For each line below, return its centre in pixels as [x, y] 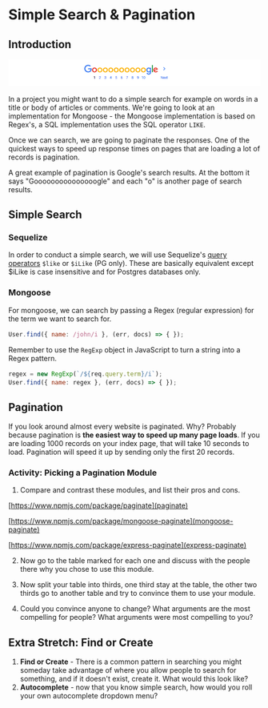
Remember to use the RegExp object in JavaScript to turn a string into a [124, 349]
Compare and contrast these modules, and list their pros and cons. [130, 490]
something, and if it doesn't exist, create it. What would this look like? [134, 679]
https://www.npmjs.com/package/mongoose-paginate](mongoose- [122, 521]
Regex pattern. [33, 358]
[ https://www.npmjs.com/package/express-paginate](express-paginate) [127, 545]
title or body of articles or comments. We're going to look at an [112, 107]
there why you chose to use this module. [87, 569]
